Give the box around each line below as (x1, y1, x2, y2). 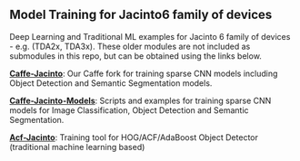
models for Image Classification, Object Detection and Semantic (9, 104, 249, 116)
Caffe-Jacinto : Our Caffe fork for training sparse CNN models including (9, 68, 278, 79)
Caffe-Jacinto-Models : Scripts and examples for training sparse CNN (9, 95, 272, 106)
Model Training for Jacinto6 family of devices (9, 7, 273, 23)
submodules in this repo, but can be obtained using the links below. (9, 50, 262, 62)
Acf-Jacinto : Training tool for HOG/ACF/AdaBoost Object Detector (9, 131, 259, 143)
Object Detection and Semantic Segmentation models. (9, 77, 213, 89)
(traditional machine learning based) (9, 141, 145, 152)
